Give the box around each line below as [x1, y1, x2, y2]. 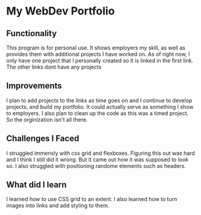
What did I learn [6, 179, 67, 190]
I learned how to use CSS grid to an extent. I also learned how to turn [6, 196, 178, 203]
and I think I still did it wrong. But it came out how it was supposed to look [6, 155, 189, 163]
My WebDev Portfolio [6, 4, 116, 18]
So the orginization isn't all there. [6, 116, 88, 123]
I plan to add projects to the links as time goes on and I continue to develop [6, 96, 193, 104]
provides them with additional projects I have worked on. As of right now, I [6, 51, 190, 58]
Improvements [6, 81, 62, 91]
